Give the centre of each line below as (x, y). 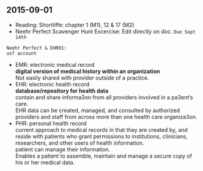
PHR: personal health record (51, 123)
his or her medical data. (45, 162)
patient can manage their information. (63, 149)
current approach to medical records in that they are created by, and (102, 130)
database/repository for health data (62, 91)
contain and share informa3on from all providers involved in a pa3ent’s (104, 97)
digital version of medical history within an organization (87, 71)
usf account (21, 53)
